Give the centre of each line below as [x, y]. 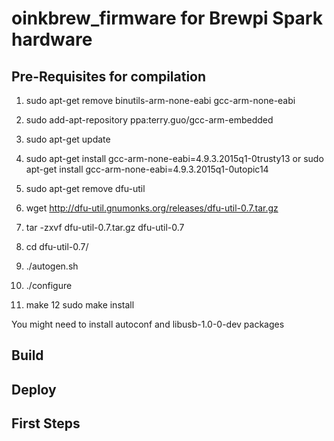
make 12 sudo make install [80, 305]
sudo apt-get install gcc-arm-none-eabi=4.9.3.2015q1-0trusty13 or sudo [174, 158]
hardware [52, 39]
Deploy [34, 389]
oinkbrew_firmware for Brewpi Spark [167, 18]
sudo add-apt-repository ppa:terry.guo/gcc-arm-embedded [149, 120]
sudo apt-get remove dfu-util [85, 188]
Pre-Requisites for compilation [109, 76]
